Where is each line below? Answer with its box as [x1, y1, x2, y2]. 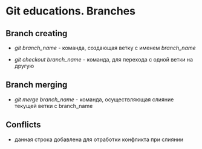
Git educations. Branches [5, 4, 135, 18]
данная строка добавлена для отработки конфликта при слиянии [14, 136, 184, 143]
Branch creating [5, 28, 68, 39]
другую [14, 62, 34, 69]
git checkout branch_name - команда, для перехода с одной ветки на [14, 56, 194, 63]
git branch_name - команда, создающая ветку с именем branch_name [14, 44, 196, 51]
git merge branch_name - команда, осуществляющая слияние [14, 95, 174, 103]
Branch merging [5, 80, 68, 90]
